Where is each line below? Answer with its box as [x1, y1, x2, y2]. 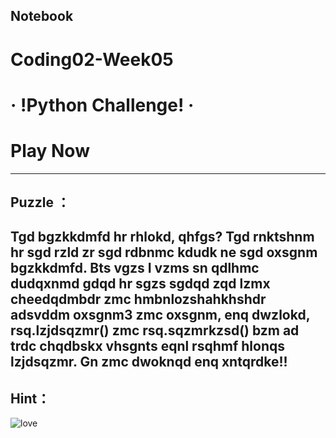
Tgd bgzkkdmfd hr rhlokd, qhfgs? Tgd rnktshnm [10, 229, 315, 246]
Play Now [10, 139, 90, 162]
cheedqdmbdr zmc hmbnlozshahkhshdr [10, 291, 267, 308]
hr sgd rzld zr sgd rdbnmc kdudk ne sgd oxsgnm [10, 244, 318, 261]
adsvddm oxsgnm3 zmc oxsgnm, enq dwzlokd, [10, 307, 311, 324]
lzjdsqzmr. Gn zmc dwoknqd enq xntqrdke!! [10, 354, 288, 371]
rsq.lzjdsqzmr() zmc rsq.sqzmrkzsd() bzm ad [10, 322, 300, 339]
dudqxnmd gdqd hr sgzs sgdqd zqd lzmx [10, 275, 271, 293]
